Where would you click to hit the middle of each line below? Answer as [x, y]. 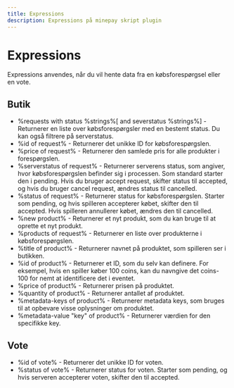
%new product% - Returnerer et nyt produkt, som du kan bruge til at [117, 218]
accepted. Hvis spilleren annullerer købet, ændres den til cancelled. [115, 211]
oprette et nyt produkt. [50, 226]
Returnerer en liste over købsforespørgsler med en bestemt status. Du [118, 129]
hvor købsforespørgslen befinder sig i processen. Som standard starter [120, 174]
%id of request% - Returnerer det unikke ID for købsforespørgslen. [114, 144]
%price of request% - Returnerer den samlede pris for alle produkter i [118, 151]
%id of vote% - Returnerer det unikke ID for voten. [90, 363]
